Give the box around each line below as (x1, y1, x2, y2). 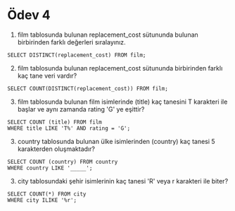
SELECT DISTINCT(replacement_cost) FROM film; (7, 52, 146, 59)
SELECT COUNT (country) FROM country (7, 158, 118, 165)
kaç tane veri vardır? (17, 71, 77, 80)
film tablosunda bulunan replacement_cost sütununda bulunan (17, 30, 198, 39)
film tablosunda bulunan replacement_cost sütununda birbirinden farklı (17, 64, 223, 72)
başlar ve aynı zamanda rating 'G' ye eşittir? (17, 104, 145, 113)
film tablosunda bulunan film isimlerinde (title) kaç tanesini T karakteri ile (17, 97, 228, 106)
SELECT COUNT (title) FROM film (7, 119, 102, 126)
